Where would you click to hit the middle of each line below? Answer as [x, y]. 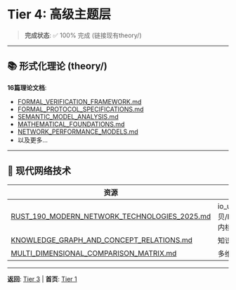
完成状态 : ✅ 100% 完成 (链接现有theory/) [83, 35]
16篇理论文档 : [27, 87]
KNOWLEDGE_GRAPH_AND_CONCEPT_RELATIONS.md [102, 240]
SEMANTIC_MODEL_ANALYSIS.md [68, 116]
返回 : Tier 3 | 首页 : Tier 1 [42, 279]
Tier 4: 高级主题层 [59, 14]
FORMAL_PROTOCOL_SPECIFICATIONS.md [80, 109]
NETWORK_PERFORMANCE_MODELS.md [78, 132]
